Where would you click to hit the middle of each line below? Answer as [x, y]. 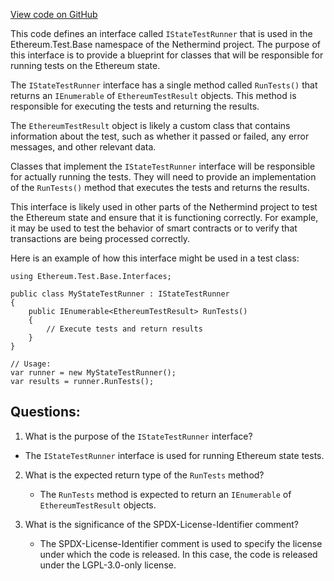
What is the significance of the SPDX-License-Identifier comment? [161, 524]
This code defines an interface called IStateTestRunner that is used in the [161, 33]
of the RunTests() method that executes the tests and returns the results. [160, 187]
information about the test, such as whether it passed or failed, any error [160, 136]
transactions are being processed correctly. [100, 238]
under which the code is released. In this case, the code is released [178, 554]
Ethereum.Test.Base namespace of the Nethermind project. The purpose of [165, 44]
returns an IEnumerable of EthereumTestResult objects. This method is [153, 95]
